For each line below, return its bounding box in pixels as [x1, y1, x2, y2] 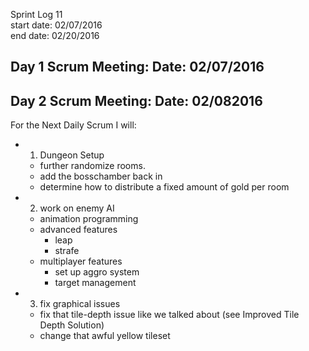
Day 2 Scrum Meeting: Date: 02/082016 [10, 92, 263, 109]
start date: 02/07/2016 [10, 19, 103, 31]
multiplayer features [39, 255, 123, 268]
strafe [54, 245, 80, 257]
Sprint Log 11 [10, 9, 63, 20]
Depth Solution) [39, 319, 105, 331]
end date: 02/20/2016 [10, 30, 100, 41]
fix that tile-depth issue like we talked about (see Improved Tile [39, 309, 300, 321]
